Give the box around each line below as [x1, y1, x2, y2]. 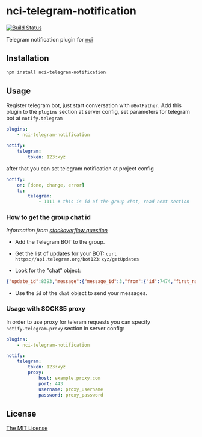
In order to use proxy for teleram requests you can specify [6, 318, 151, 326]
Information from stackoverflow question [6, 227, 108, 234]
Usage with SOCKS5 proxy [6, 305, 86, 313]
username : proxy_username [38, 386, 103, 392]
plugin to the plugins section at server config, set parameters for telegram [6, 108, 191, 116]
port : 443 [38, 380, 63, 386]
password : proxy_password [38, 392, 103, 398]
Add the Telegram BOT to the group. [14, 238, 105, 246]
